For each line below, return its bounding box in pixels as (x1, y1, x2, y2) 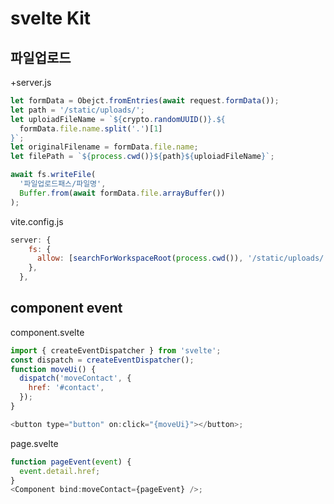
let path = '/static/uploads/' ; (10, 105, 145, 115)
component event (10, 300, 123, 317)
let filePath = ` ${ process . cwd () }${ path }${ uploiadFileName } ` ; (10, 152, 275, 162)
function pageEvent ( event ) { (10, 457, 132, 467)
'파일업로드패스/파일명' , (19, 179, 107, 189)
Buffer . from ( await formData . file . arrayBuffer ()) (19, 188, 226, 198)
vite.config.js (10, 215, 64, 227)
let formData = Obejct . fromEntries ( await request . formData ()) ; (10, 96, 280, 106)
